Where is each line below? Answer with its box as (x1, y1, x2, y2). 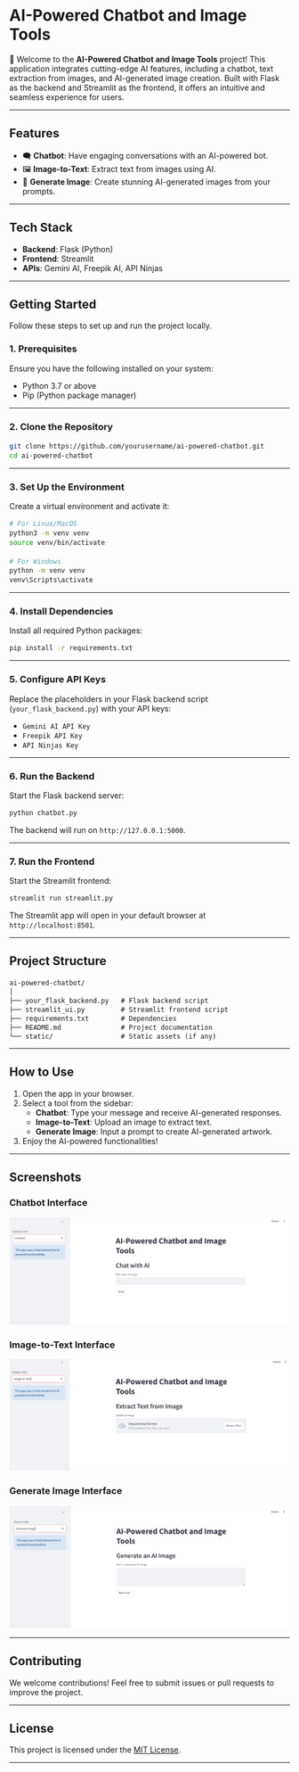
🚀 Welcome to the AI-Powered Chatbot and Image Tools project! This (9, 54, 266, 64)
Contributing (9, 1653, 82, 1669)
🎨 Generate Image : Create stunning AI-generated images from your (21, 176, 271, 187)
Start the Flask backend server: (9, 790, 125, 801)
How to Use (9, 1065, 75, 1080)
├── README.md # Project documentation (9, 1023, 214, 1032)
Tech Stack (9, 220, 73, 235)
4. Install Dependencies (9, 606, 114, 618)
